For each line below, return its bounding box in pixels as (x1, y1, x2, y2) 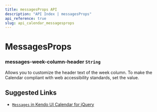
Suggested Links (5, 89, 57, 97)
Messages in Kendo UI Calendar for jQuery (12, 101, 94, 107)
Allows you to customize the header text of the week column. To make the (5, 70, 153, 75)
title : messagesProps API (5, 7, 57, 12)
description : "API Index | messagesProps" (5, 12, 92, 16)
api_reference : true (5, 16, 47, 21)
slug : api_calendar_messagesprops (5, 20, 75, 26)
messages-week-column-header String (5, 58, 101, 65)
